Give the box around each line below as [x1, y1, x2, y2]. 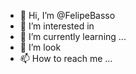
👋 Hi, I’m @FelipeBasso [19, 10, 116, 21]
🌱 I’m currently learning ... [19, 31, 127, 42]
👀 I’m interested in [19, 20, 95, 32]
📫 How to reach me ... [19, 53, 113, 64]
